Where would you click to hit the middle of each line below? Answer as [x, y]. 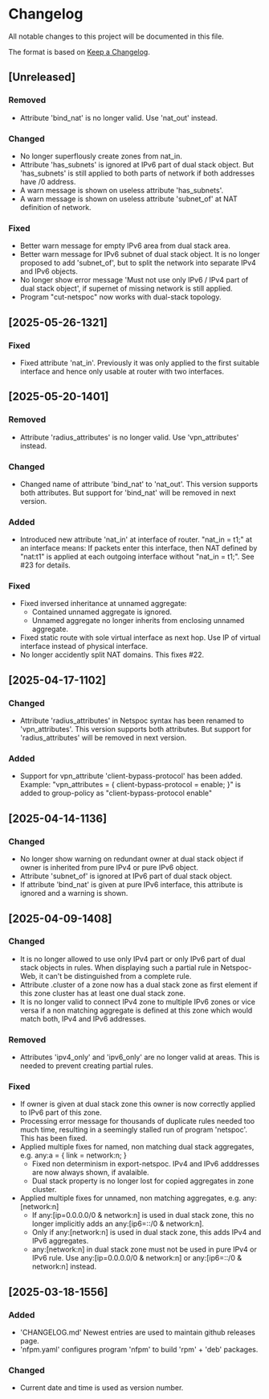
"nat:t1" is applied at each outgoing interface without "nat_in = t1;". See [137, 557]
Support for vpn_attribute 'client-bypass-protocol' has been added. [131, 776]
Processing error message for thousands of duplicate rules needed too [137, 1121]
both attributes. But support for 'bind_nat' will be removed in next [128, 493]
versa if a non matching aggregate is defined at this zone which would [136, 1010]
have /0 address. [48, 181]
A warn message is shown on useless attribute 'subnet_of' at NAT [129, 199]
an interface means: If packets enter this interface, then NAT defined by [139, 548]
